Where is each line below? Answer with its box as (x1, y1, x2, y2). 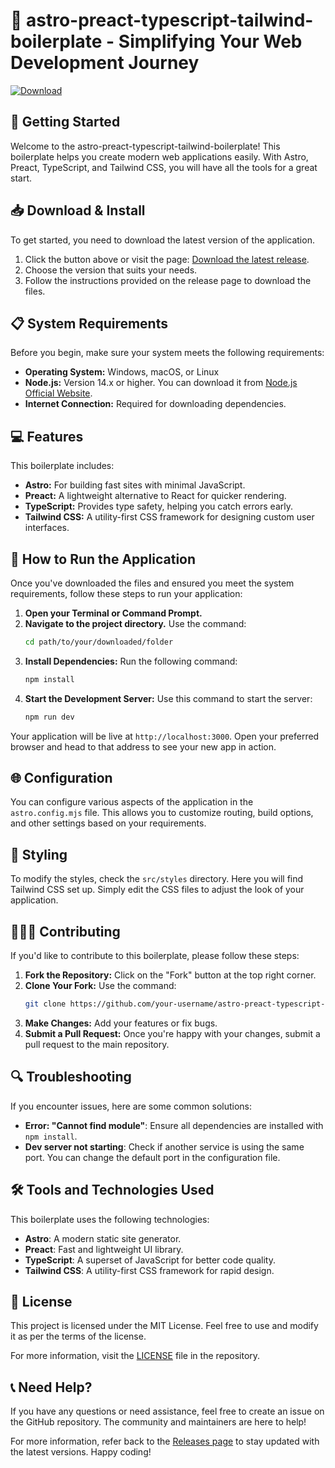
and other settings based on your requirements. (10, 817, 207, 829)
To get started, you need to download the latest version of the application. (10, 234, 315, 246)
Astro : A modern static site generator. (24, 1232, 182, 1244)
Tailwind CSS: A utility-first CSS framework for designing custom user (24, 511, 315, 523)
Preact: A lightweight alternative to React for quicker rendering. (24, 490, 287, 502)
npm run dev (24, 712, 75, 722)
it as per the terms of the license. (10, 1330, 147, 1343)
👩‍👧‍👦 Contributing (10, 923, 121, 940)
